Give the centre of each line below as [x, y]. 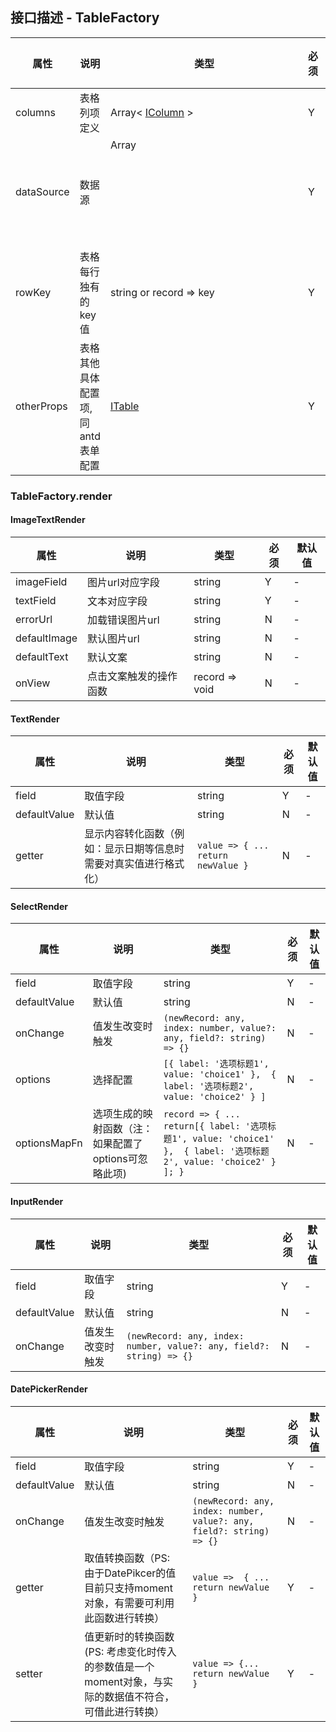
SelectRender [39, 906]
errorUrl [34, 619]
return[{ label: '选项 [215, 1126]
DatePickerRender [49, 1389]
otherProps [41, 406]
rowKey [33, 292]
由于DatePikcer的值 [130, 1573]
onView [33, 683]
